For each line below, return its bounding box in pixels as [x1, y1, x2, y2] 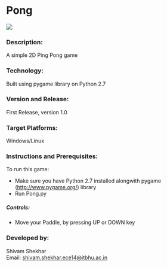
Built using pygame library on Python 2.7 [6, 80, 106, 87]
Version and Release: [6, 95, 69, 104]
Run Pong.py [14, 190, 47, 198]
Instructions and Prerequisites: [6, 152, 98, 160]
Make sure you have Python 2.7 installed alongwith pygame [14, 177, 162, 184]
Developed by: [6, 234, 50, 242]
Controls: [6, 204, 30, 211]
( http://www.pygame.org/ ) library [14, 184, 97, 191]
